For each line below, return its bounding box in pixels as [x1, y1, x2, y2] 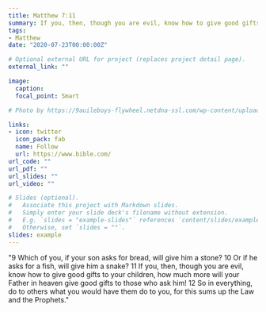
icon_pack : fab [15, 136, 66, 144]
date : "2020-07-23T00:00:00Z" [8, 41, 108, 49]
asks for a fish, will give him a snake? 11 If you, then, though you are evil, [8, 261, 244, 271]
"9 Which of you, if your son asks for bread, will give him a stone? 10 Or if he [8, 252, 258, 262]
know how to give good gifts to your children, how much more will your [8, 269, 240, 279]
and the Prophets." [8, 295, 70, 304]
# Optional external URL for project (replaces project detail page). [8, 56, 246, 64]
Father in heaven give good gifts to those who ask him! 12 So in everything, [8, 278, 253, 287]
